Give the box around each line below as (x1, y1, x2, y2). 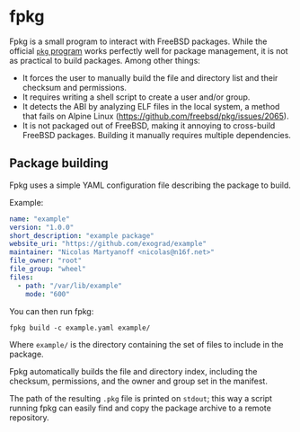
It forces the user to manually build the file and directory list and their (22, 72, 278, 83)
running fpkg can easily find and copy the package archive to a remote (9, 402, 271, 413)
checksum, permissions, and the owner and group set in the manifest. (9, 375, 268, 386)
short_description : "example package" (9, 231, 154, 240)
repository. (9, 411, 49, 423)
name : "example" (9, 214, 70, 224)
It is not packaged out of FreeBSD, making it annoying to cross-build (22, 119, 276, 131)
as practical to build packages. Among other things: (9, 55, 200, 66)
